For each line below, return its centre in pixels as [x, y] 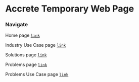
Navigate [17, 25]
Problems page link [26, 65]
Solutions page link [26, 55]
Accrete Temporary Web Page [70, 9]
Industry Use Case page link [36, 45]
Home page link [23, 35]
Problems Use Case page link [37, 74]
